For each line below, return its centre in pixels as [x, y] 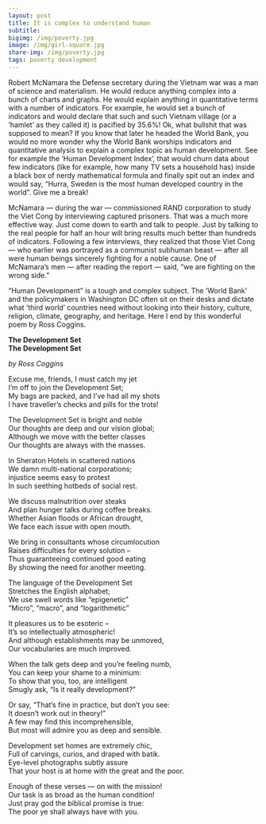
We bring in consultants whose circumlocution [84, 542]
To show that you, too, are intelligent [68, 681]
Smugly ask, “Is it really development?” [72, 689]
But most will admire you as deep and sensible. [85, 730]
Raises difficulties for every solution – [69, 550]
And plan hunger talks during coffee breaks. [80, 509]
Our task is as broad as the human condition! [81, 795]
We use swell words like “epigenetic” [68, 599]
